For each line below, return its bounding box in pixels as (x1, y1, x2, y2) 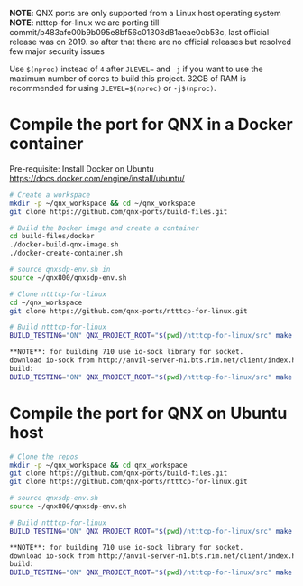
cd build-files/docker (9, 232, 95, 241)
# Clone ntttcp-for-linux (9, 289, 106, 299)
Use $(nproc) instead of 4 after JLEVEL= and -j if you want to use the (9, 63, 263, 74)
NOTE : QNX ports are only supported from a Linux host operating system (9, 8, 281, 18)
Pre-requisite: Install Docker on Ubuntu (9, 163, 155, 174)
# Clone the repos (9, 451, 78, 461)
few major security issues (9, 46, 106, 57)
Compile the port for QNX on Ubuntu (9, 403, 288, 423)
